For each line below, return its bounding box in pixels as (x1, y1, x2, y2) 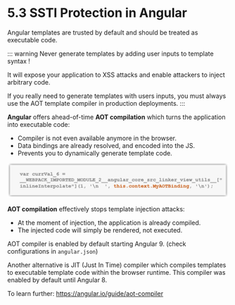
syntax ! (7, 56, 30, 65)
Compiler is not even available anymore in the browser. (17, 134, 177, 142)
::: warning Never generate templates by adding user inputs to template (7, 49, 214, 58)
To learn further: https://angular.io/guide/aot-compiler (7, 289, 164, 297)
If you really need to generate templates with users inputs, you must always (7, 92, 227, 100)
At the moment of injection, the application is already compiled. (17, 218, 201, 227)
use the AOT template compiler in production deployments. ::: (7, 99, 186, 107)
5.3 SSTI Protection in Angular (7, 5, 188, 21)
